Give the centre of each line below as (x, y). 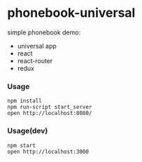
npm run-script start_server (50, 107)
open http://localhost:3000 (48, 151)
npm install (24, 101)
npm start (22, 145)
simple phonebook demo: (44, 32)
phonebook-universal (71, 13)
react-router (35, 60)
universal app (37, 46)
